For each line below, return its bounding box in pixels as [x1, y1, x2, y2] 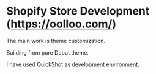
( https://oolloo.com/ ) [6, 17, 116, 31]
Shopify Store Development [6, 4, 150, 18]
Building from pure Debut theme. [6, 49, 89, 56]
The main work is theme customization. [6, 37, 106, 44]
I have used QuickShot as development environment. [6, 61, 139, 68]
